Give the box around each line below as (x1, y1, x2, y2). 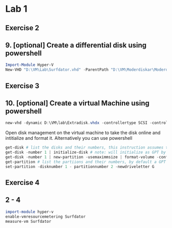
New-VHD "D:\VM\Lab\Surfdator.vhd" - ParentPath (5, 67, 109, 72)
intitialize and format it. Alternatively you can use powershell (5, 135, 133, 141)
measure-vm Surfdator (5, 219, 52, 224)
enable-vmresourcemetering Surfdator (5, 214, 86, 219)
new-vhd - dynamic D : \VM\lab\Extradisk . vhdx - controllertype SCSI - (5, 120, 153, 126)
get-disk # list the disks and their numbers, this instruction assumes (5, 145, 164, 150)
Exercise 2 (5, 24, 39, 32)
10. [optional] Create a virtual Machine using (5, 98, 150, 108)
